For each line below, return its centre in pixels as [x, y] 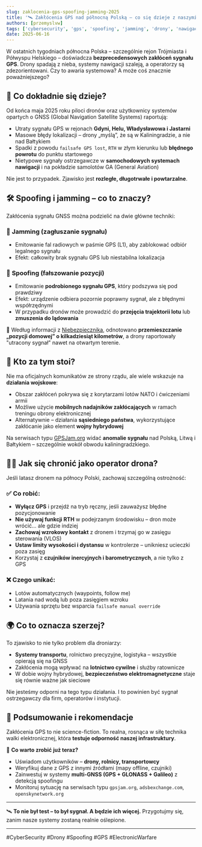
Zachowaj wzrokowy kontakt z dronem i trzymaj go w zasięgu [93, 532]
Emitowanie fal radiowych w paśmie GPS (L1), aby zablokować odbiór [101, 245]
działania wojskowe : [32, 383]
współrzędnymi [34, 306]
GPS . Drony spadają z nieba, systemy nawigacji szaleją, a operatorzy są [95, 65]
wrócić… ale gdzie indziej [46, 526]
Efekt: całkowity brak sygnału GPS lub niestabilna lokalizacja [90, 257]
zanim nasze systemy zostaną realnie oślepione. [66, 820]
